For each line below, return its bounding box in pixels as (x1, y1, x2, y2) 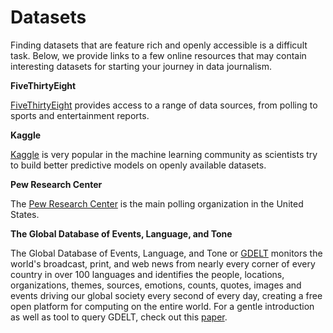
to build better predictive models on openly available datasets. (10, 159, 267, 171)
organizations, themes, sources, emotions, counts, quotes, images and (10, 279, 302, 291)
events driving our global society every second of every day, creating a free (10, 289, 323, 301)
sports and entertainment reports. (10, 109, 150, 121)
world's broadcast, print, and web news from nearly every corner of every (10, 257, 316, 270)
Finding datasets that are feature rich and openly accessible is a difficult (10, 39, 308, 51)
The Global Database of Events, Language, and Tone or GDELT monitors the (10, 247, 323, 259)
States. (10, 208, 40, 220)
